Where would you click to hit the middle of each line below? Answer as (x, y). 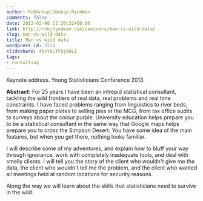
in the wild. (20, 192)
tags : (13, 57)
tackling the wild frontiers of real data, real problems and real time (88, 98)
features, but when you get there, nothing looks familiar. (76, 136)
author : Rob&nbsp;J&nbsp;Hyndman (48, 12)
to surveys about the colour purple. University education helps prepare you (100, 117)
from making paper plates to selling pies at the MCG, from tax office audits (99, 111)
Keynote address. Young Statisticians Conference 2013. (76, 80)
